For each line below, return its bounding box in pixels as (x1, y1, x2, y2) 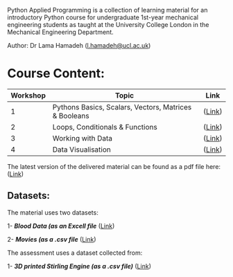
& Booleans (52, 111, 89, 120)
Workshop (10, 90, 46, 100)
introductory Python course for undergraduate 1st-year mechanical (7, 13, 199, 21)
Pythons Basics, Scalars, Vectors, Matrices (52, 102, 192, 111)
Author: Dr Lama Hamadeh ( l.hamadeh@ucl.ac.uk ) (7, 42, 151, 49)
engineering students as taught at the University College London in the (7, 21, 209, 28)
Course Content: (7, 66, 105, 82)
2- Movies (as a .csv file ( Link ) (7, 235, 96, 243)
